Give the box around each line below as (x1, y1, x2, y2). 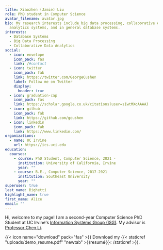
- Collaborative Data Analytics (9, 43, 75, 48)
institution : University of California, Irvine (17, 161, 116, 166)
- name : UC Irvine (9, 138, 47, 143)
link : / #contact (14, 61, 47, 66)
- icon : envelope (9, 52, 45, 57)
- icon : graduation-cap (9, 93, 57, 98)
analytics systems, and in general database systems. (9, 25, 120, 30)
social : (5, 48, 21, 52)
